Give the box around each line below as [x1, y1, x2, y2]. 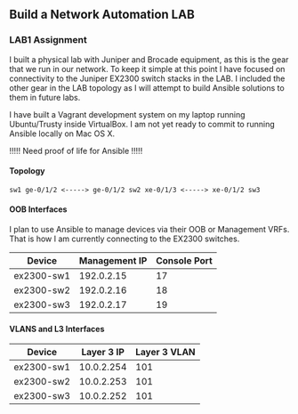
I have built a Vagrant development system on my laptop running [9, 109, 246, 119]
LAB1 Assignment [9, 34, 87, 46]
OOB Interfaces [9, 204, 68, 215]
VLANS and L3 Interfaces [9, 323, 105, 334]
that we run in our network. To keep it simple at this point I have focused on [9, 63, 286, 74]
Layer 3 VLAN [135, 346, 196, 359]
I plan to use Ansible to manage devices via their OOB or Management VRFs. [9, 224, 290, 235]
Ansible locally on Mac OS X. [9, 128, 116, 139]
